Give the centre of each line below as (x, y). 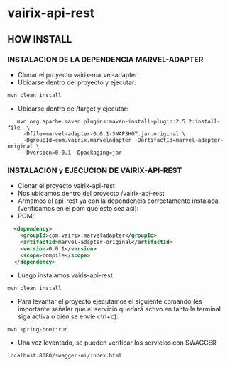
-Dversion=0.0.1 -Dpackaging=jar (72, 152)
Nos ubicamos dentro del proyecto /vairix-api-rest (91, 194)
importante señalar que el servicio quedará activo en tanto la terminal (119, 309)
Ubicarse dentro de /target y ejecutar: (73, 109)
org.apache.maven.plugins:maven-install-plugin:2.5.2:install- (125, 121)
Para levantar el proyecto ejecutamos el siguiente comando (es (110, 301)
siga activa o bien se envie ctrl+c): (68, 316)
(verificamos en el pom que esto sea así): (78, 209)
